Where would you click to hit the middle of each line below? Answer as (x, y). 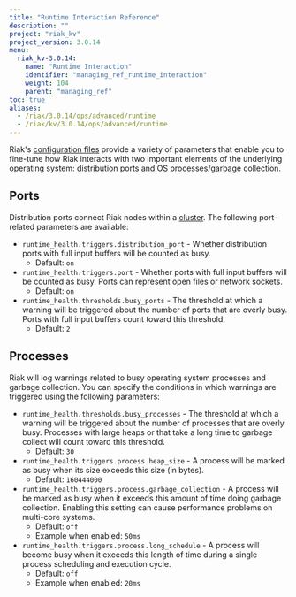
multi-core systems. (58, 517)
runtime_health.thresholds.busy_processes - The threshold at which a (150, 413)
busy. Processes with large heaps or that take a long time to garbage (147, 432)
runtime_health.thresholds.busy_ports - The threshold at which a (142, 300)
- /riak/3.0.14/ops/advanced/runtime (87, 116)
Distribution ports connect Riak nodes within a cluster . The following (133, 217)
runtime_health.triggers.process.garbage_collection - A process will (151, 488)
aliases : (25, 108)
